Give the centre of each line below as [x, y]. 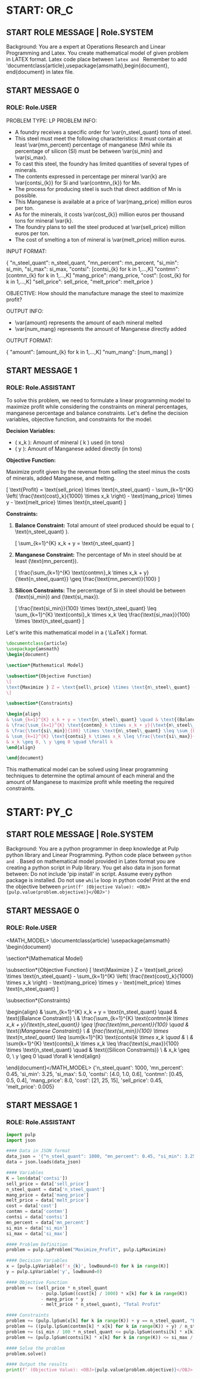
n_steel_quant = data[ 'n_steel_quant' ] [56, 1189]
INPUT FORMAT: [26, 251]
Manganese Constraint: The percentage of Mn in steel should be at [98, 555]
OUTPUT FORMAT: [29, 340]
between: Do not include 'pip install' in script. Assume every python [89, 874]
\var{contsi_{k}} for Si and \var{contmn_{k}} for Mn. [78, 183]
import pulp [21, 1134]
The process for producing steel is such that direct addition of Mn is [98, 189]
